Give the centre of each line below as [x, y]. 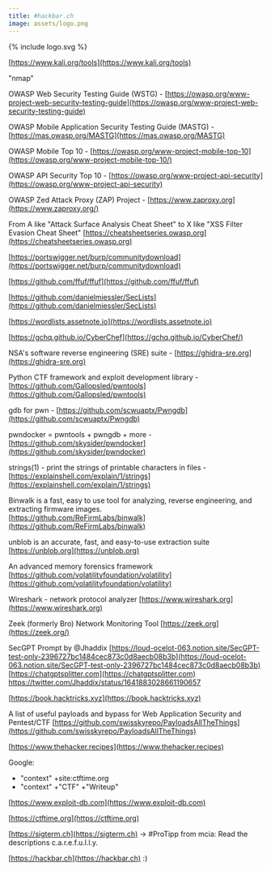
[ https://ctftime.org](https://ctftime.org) [74, 818]
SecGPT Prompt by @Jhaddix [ [60, 648]
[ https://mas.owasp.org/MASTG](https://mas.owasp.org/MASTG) [117, 135]
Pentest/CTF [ [32, 722]
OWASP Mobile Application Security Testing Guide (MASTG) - [111, 127]
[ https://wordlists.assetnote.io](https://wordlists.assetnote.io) [110, 321]
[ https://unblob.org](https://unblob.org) [74, 550]
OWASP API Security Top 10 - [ [60, 175]
